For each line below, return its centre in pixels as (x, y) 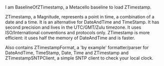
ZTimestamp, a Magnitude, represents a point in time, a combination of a (80, 17)
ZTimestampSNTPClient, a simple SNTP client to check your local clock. (79, 58)
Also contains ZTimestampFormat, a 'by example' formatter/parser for (77, 47)
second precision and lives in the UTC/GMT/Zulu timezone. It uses (73, 27)
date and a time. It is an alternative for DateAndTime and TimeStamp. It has (82, 22)
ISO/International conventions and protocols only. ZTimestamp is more (78, 33)
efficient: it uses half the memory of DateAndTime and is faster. (70, 38)
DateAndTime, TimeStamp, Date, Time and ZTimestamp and (67, 53)
